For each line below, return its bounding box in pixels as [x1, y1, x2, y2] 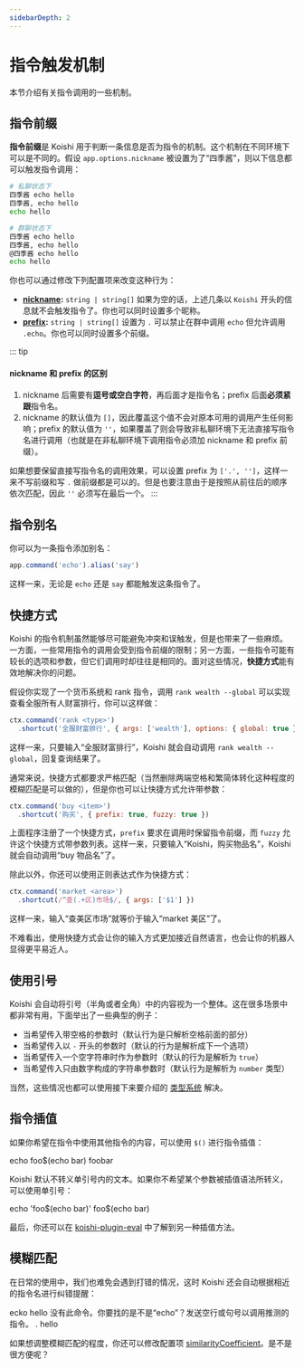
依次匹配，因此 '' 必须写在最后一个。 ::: [9, 488, 158, 499]
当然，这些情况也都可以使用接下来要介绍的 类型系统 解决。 [9, 1082, 228, 1093]
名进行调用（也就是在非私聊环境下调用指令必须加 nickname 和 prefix [22, 435, 278, 446]
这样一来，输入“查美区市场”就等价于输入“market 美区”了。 [9, 913, 226, 924]
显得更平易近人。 [9, 944, 73, 955]
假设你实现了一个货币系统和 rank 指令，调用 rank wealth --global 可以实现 [9, 686, 291, 697]
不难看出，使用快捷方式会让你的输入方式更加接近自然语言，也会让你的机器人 [9, 933, 295, 944]
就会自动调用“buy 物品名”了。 [9, 850, 120, 860]
